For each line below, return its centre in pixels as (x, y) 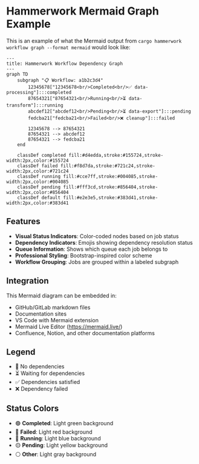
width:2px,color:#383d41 (38, 203)
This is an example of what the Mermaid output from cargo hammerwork (94, 41)
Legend (21, 352)
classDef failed (38, 166)
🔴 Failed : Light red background (54, 432)
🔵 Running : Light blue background (58, 439)
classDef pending (39, 187)
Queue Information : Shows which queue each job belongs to (91, 249)
